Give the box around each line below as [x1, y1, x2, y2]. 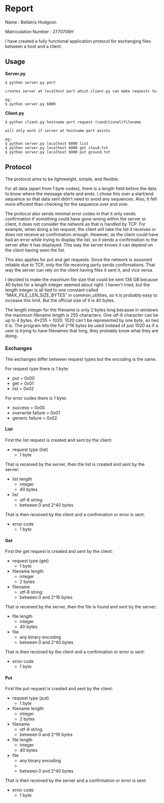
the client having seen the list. [5, 247, 66, 253]
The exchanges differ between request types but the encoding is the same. [5, 356, 157, 362]
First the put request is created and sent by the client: [5, 686, 114, 692]
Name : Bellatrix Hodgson [5, 19, 57, 25]
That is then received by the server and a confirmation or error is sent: [5, 778, 147, 783]
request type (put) [12, 695, 49, 701]
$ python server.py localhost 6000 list [5, 141, 89, 146]
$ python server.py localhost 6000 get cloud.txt [5, 145, 109, 150]
